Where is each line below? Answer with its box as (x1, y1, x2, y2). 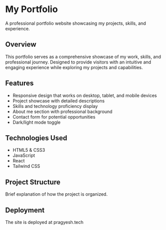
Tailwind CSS (12, 163, 40, 169)
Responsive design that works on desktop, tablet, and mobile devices (12, 92, 157, 98)
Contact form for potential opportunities (12, 113, 96, 120)
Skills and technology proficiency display (12, 103, 98, 109)
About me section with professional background (12, 108, 113, 114)
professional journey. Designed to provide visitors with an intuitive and (5, 59, 151, 65)
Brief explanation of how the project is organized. (5, 191, 108, 197)
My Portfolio (5, 4, 58, 15)
